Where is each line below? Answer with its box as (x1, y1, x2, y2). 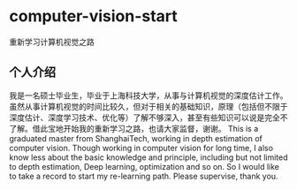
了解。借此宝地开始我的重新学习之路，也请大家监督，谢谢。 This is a (9, 123, 259, 133)
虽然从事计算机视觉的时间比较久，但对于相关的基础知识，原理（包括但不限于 (9, 101, 288, 111)
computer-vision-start (9, 6, 179, 27)
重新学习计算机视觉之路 (9, 36, 95, 47)
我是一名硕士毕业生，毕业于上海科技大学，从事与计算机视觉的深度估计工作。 (9, 90, 288, 101)
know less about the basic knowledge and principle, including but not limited (9, 152, 289, 163)
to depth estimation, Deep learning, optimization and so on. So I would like (9, 161, 280, 171)
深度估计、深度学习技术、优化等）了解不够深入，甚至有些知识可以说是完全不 (9, 112, 288, 123)
